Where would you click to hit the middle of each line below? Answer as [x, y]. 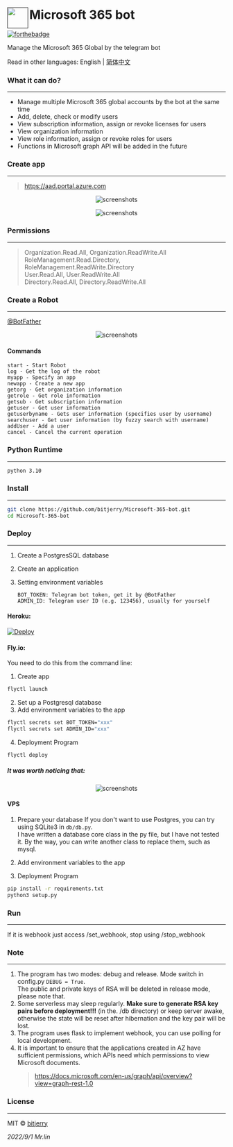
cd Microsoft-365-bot [38, 516]
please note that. [41, 996]
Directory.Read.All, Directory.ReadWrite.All [85, 282]
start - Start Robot [37, 366]
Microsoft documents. [49, 1063]
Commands [24, 351]
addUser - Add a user [38, 426]
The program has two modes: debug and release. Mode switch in [110, 974]
